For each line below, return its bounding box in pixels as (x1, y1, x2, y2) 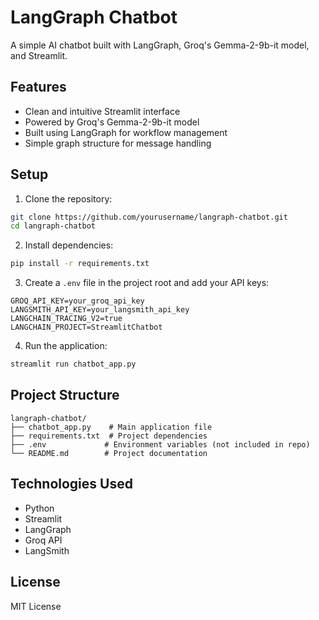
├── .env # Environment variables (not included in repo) (10, 439, 311, 450)
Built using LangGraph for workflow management (24, 126, 228, 138)
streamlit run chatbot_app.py (10, 359, 137, 370)
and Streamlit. (10, 49, 68, 61)
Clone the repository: (24, 192, 113, 205)
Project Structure (10, 387, 120, 404)
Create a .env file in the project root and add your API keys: (24, 277, 270, 289)
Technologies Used (10, 476, 133, 493)
